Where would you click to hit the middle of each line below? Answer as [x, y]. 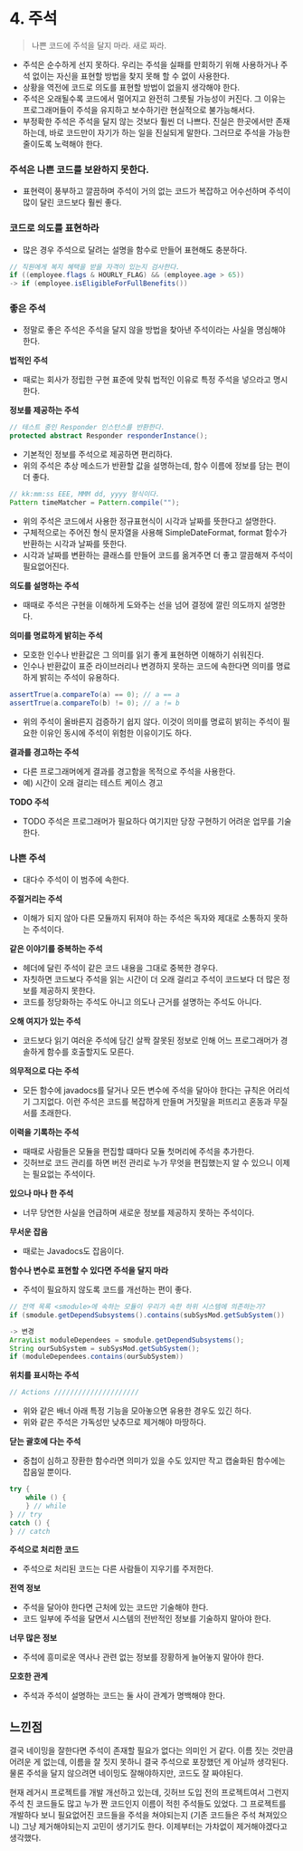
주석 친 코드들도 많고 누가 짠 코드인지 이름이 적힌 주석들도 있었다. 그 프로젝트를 [148, 1804]
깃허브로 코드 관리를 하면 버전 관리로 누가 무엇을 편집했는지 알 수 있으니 [148, 1162]
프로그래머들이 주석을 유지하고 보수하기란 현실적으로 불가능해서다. [138, 110]
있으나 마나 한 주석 [42, 1193]
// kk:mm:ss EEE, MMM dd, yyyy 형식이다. [85, 495]
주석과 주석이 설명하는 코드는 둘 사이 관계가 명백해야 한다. [124, 1696]
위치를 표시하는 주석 [44, 1375]
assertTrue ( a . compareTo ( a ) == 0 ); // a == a [95, 694]
